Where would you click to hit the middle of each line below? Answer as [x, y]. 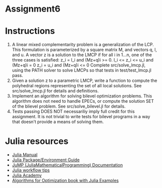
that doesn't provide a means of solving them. [58, 122]
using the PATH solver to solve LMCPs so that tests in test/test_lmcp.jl [81, 70]
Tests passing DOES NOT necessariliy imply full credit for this [73, 111]
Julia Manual [25, 155]
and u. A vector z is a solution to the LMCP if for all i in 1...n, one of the [82, 55]
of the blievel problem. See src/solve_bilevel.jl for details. [69, 106]
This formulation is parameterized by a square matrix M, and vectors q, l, [84, 50]
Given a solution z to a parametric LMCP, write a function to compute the [85, 80]
